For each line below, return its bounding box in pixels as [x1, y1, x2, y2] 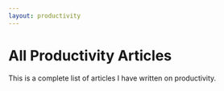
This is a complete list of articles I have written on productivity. [8, 73, 217, 83]
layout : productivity [8, 11, 81, 20]
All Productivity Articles [8, 46, 172, 64]
